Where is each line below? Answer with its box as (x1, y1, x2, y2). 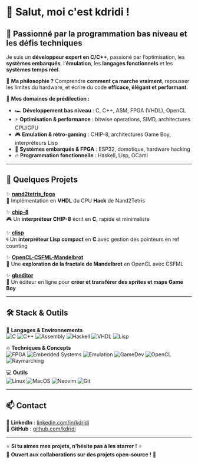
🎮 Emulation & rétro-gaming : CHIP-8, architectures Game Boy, (14, 131, 171, 138)
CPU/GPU (14, 124, 39, 131)
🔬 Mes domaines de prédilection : (6, 95, 90, 102)
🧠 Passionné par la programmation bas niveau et (6, 29, 187, 39)
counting (6, 242, 28, 249)
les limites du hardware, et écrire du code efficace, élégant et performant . (6, 84, 189, 91)
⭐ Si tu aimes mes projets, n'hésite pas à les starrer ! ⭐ (6, 443, 143, 450)
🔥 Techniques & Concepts (6, 344, 71, 351)
